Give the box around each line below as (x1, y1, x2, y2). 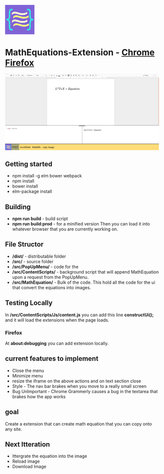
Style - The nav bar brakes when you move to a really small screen (12, 383, 146, 389)
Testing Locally (5, 299, 53, 307)
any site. (5, 426, 22, 432)
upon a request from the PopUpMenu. (12, 274, 89, 280)
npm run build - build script (12, 216, 68, 222)
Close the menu (12, 368, 44, 374)
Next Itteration (5, 440, 50, 449)
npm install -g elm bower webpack (12, 173, 82, 179)
